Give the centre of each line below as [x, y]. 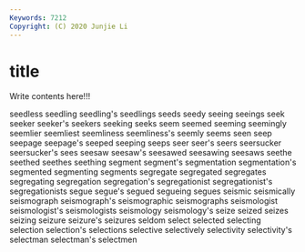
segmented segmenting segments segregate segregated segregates [138, 172]
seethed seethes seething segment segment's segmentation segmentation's [153, 162]
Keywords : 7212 [38, 18]
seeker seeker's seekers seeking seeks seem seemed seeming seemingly [148, 124]
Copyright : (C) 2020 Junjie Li [69, 26]
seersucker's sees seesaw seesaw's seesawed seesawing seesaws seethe [151, 153]
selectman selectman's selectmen [73, 240]
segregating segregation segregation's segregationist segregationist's [141, 182]
